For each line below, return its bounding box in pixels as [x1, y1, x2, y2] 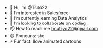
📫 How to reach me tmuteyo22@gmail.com [9, 26, 98, 31]
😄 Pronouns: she [9, 33, 45, 39]
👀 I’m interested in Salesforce [9, 10, 69, 16]
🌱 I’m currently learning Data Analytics [9, 15, 87, 21]
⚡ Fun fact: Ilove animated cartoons [9, 38, 82, 44]
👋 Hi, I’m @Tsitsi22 [9, 5, 48, 10]
